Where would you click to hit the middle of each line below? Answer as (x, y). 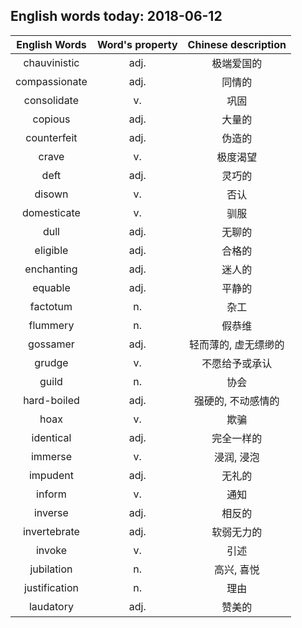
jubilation (51, 569)
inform (51, 494)
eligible (51, 250)
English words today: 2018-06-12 (116, 16)
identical (51, 437)
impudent (51, 475)
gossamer (51, 344)
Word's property (137, 44)
